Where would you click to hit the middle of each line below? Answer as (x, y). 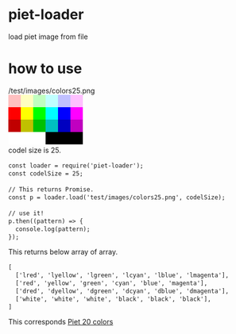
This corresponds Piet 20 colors (61, 321)
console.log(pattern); (53, 229)
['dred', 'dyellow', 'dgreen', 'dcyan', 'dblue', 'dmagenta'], (122, 291)
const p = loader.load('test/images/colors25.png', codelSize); (117, 197)
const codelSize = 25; (46, 173)
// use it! (26, 213)
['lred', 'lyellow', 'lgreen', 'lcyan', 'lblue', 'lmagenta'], (122, 275)
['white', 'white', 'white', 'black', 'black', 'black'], (114, 299)
